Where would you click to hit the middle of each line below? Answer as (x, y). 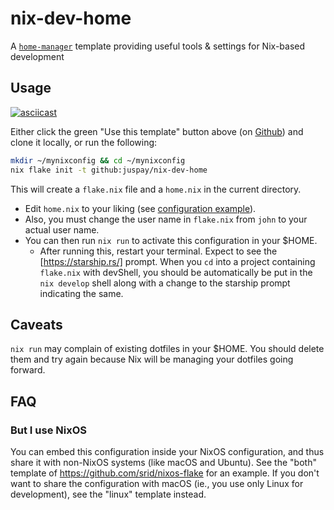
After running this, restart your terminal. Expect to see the (158, 251)
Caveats (36, 324)
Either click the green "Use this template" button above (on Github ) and (157, 131)
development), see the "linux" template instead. (108, 494)
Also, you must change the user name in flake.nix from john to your (166, 219)
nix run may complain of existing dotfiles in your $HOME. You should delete (167, 349)
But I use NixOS (49, 430)
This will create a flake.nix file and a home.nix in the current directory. (156, 189)
